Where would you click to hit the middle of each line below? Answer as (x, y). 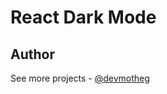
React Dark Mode (83, 17)
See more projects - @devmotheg (80, 78)
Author (32, 54)
